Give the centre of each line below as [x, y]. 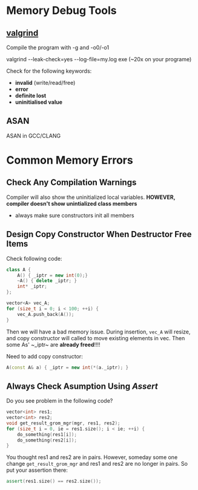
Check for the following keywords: [49, 71]
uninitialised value [38, 102]
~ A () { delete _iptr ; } [47, 281]
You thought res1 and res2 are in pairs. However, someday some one [92, 457]
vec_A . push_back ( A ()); [46, 314]
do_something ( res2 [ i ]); [47, 440]
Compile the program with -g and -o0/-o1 [58, 47]
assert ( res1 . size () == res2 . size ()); [54, 482]
